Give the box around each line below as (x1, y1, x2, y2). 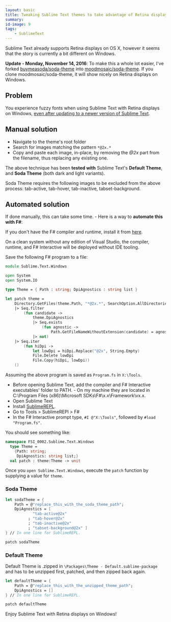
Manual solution (5, 125, 58, 134)
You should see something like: (5, 429, 71, 436)
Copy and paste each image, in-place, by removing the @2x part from (12, 149, 160, 155)
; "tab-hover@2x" (27, 516, 65, 521)
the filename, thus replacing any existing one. (12, 155, 108, 161)
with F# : (5, 219, 23, 225)
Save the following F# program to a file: (5, 254, 88, 260)
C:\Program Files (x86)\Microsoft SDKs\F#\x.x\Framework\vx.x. (12, 393, 146, 399)
